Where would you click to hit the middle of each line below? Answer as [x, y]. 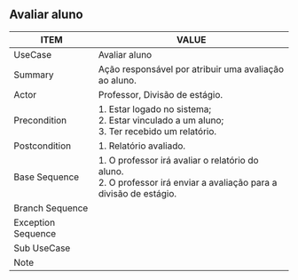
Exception [35, 222]
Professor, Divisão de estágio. [161, 94]
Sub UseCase [42, 248]
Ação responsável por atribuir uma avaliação [191, 68]
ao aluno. [118, 80]
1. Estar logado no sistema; [155, 108]
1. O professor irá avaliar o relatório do [178, 160]
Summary [34, 75]
